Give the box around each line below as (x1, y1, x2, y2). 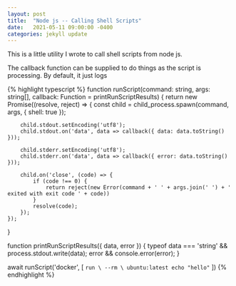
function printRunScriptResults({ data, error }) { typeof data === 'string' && (7, 242, 228, 250)
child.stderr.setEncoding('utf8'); (20, 147, 126, 154)
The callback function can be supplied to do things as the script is (7, 63, 202, 72)
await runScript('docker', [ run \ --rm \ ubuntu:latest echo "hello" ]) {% (7, 263, 227, 272)
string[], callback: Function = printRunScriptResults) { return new (7, 93, 198, 101)
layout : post (7, 10, 46, 18)
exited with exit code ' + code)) (7, 190, 111, 198)
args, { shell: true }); (7, 108, 66, 116)
